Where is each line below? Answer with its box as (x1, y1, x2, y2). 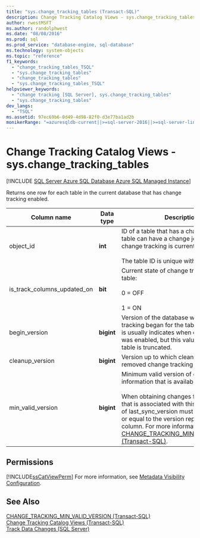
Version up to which (121, 353, 177, 361)
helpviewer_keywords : (6, 86, 60, 92)
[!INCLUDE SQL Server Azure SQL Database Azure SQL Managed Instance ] (6, 178, 192, 185)
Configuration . (6, 479, 42, 486)
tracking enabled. (6, 195, 49, 203)
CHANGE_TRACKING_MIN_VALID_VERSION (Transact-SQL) (6, 512, 151, 520)
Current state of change (121, 266, 189, 275)
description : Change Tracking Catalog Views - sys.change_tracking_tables (6, 14, 196, 20)
